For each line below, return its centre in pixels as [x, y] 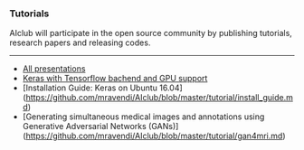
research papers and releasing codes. [80, 42]
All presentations [54, 69]
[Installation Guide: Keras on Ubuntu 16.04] [102, 88]
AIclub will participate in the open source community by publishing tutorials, [151, 33]
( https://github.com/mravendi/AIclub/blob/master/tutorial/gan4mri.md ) [154, 136]
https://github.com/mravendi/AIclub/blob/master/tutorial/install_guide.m [160, 98]
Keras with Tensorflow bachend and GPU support [115, 79]
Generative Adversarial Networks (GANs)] [100, 127]
